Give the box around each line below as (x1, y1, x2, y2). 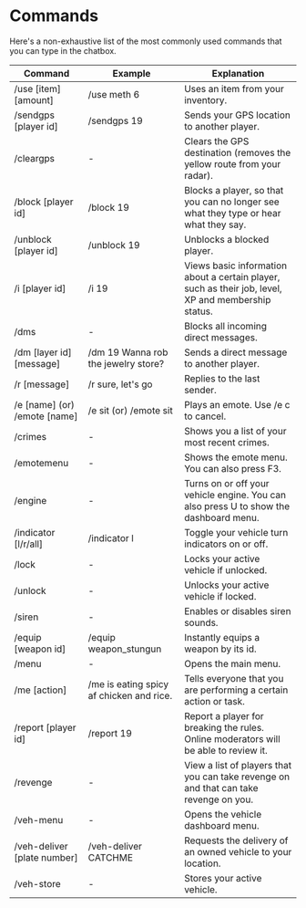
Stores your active (183, 871, 262, 884)
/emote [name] (14, 410, 78, 423)
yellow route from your (183, 157, 281, 170)
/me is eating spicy (87, 677, 169, 690)
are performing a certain (183, 684, 289, 696)
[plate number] (14, 851, 78, 863)
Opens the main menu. (183, 657, 280, 670)
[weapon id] (14, 642, 66, 655)
